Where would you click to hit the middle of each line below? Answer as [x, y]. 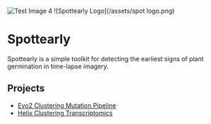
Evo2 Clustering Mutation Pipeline [67, 105]
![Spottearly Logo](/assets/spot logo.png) [114, 11]
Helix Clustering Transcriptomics [65, 113]
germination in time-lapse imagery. [58, 66]
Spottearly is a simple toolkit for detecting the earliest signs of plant [105, 58]
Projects [26, 88]
